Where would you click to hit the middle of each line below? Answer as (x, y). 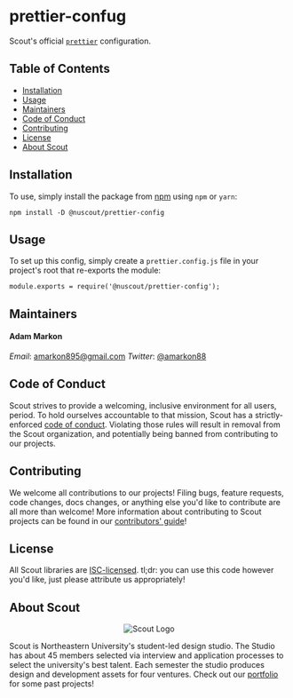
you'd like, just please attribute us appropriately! (97, 580)
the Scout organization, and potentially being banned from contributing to (143, 433)
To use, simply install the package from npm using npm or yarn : (123, 196)
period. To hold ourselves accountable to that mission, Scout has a (131, 415)
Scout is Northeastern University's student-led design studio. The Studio (142, 646)
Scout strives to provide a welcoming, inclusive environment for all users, (143, 405)
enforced (26, 424)
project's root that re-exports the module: (85, 270)
